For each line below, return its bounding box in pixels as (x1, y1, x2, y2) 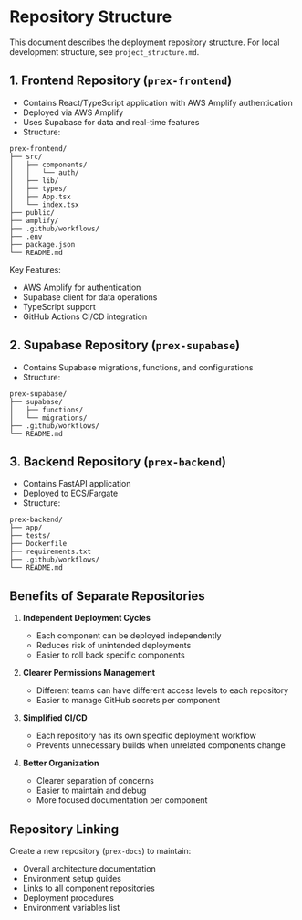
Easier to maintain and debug (36, 785, 147, 797)
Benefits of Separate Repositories (9, 588, 205, 604)
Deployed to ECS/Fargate (22, 487, 119, 499)
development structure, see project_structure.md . (9, 46, 200, 57)
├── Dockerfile (9, 540, 68, 549)
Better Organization (22, 757, 99, 769)
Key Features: (9, 263, 61, 275)
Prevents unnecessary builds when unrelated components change (36, 740, 286, 751)
